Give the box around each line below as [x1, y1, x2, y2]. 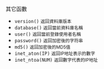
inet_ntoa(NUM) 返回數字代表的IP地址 [14, 57, 98, 63]
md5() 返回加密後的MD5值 [14, 44, 71, 50]
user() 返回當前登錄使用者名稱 [14, 31, 81, 38]
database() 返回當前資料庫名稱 [14, 25, 83, 31]
